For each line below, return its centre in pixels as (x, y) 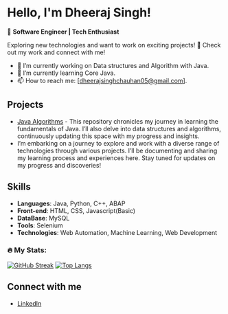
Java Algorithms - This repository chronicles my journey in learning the (117, 121)
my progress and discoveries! (59, 165)
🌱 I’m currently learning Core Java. (66, 73)
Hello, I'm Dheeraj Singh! (79, 13)
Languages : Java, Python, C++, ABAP (71, 203)
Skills (19, 187)
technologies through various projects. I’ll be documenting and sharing (117, 150)
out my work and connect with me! (56, 52)
